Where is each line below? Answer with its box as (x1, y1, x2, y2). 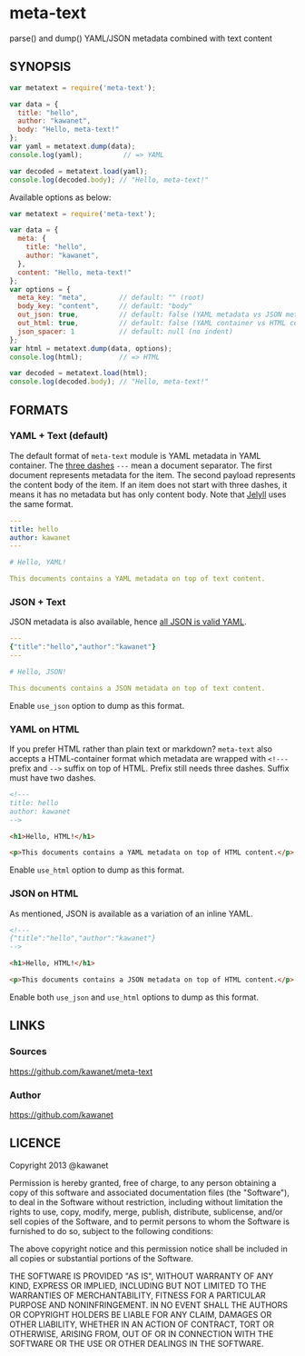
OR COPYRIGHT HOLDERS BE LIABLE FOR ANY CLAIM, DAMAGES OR (9, 1309, 272, 1320)
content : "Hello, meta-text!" (17, 267, 132, 277)
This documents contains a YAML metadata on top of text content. (9, 574, 266, 583)
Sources (9, 1045, 47, 1058)
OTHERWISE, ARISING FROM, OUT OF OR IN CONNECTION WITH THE (9, 1328, 274, 1339)
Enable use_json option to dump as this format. (9, 700, 184, 711)
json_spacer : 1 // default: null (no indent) (17, 326, 233, 336)
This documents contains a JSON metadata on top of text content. (9, 683, 266, 693)
